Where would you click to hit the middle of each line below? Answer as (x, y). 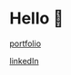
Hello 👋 (36, 19)
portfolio (25, 43)
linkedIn (24, 61)
